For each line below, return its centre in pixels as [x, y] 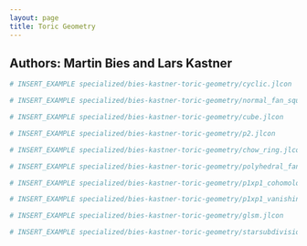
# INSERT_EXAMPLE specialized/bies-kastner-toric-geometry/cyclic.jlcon [151, 84]
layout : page [34, 18]
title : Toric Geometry [53, 26]
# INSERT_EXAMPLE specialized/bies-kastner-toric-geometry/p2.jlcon [143, 133]
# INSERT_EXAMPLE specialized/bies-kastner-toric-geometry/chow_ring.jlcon [157, 150]
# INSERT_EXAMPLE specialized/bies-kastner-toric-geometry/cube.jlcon [147, 118]
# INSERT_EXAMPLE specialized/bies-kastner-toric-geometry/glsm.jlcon [147, 216]
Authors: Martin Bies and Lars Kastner [121, 63]
